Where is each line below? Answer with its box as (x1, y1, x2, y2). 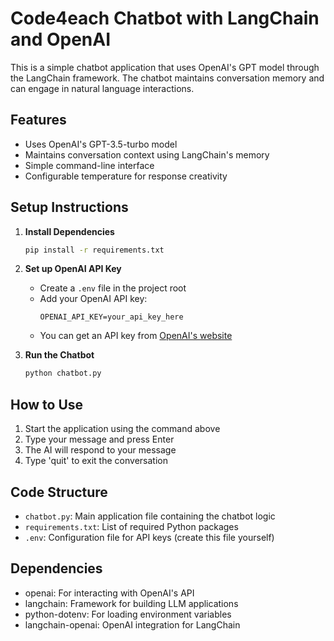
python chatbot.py (24, 368, 102, 379)
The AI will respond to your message (24, 444, 177, 456)
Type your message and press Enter (24, 433, 175, 446)
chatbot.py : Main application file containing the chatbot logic (24, 510, 276, 522)
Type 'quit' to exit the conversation (24, 455, 168, 467)
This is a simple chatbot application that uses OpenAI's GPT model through (10, 61, 320, 73)
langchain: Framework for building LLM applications (24, 597, 239, 609)
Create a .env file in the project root (39, 282, 187, 294)
